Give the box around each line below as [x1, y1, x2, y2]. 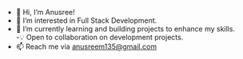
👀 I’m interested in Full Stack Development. [15, 16, 157, 25]
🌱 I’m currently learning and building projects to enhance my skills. [15, 24, 236, 33]
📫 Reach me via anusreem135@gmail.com [15, 42, 157, 51]
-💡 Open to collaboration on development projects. [15, 32, 184, 42]
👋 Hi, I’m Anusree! [15, 8, 75, 17]
